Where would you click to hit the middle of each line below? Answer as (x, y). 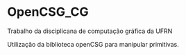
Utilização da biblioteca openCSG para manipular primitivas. (93, 44)
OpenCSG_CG (48, 12)
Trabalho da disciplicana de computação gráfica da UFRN (90, 31)
